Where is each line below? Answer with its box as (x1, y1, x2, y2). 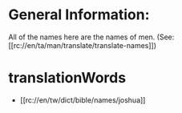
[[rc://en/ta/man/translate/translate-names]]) (8, 40, 157, 50)
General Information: (8, 6, 150, 24)
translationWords (8, 69, 127, 87)
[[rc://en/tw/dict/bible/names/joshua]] (19, 95, 146, 105)
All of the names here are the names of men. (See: (8, 32, 175, 42)
